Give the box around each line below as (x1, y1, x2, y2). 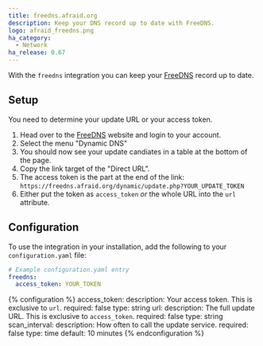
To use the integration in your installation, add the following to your (8, 242, 227, 251)
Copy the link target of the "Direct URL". (19, 164, 150, 173)
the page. (19, 155, 52, 165)
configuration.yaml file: (8, 250, 87, 259)
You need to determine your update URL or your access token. (8, 115, 213, 124)
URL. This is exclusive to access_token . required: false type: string (8, 312, 223, 321)
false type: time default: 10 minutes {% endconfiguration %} (8, 329, 205, 338)
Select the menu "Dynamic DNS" (19, 138, 128, 148)
